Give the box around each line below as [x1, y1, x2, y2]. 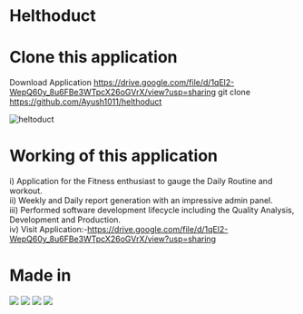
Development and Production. [9, 214, 121, 225]
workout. [9, 185, 43, 196]
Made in [9, 265, 72, 286]
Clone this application [9, 47, 179, 68]
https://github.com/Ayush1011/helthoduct [9, 96, 162, 107]
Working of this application [9, 146, 219, 166]
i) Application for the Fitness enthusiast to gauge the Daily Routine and [9, 176, 273, 187]
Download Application [9, 77, 93, 88]
